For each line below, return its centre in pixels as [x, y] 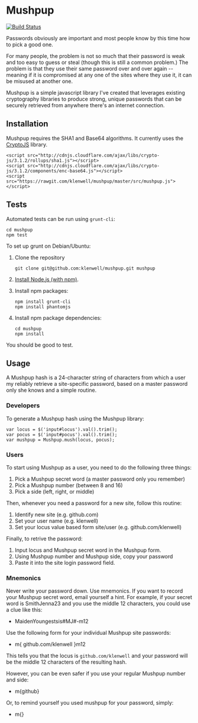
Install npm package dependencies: [58, 318]
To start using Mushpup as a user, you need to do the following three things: [99, 467]
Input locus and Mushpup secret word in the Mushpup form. [88, 550]
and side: [17, 680]
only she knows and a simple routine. [51, 390]
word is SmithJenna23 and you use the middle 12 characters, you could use [98, 604]
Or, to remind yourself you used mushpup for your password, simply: [90, 703]
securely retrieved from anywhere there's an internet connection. [85, 105]
